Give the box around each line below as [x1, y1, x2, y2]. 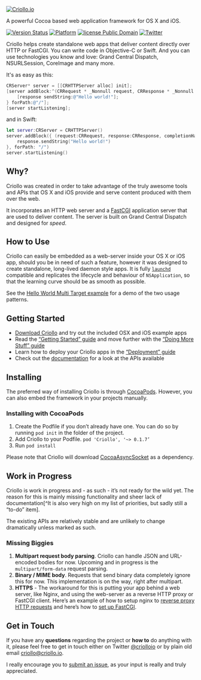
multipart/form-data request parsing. [14, 565, 108, 572]
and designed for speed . [6, 219, 67, 226]
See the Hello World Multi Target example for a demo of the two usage [6, 289, 180, 297]
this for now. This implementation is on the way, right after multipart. [14, 578, 184, 585]
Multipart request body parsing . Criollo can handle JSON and [14, 552, 169, 560]
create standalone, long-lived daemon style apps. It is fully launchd [6, 265, 171, 273]
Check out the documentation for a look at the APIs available [14, 355, 165, 362]
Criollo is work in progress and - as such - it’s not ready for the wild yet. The [6, 487, 194, 494]
